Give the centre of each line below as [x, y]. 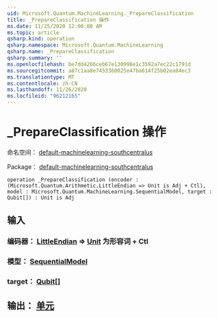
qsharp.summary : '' [35, 58]
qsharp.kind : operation [41, 39]
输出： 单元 [31, 306]
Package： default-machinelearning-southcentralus [80, 167]
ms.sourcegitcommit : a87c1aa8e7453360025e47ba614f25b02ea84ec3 [99, 70]
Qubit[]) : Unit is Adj [41, 198]
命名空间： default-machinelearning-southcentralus [80, 152]
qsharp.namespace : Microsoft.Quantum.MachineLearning [85, 45]
